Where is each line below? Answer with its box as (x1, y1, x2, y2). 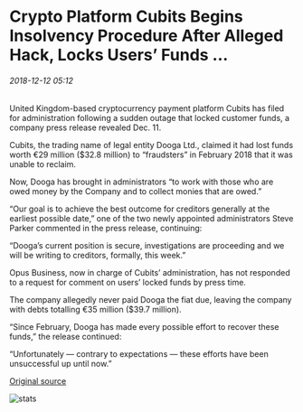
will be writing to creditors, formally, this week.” (9, 250, 186, 261)
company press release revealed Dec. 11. (9, 122, 162, 133)
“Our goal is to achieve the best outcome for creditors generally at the (9, 203, 270, 214)
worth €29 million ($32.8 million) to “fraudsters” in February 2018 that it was (9, 149, 294, 160)
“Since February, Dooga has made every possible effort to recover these (9, 322, 279, 332)
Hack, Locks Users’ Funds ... (9, 45, 229, 65)
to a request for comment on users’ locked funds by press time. (9, 277, 247, 288)
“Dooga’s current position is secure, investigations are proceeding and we (9, 240, 285, 251)
